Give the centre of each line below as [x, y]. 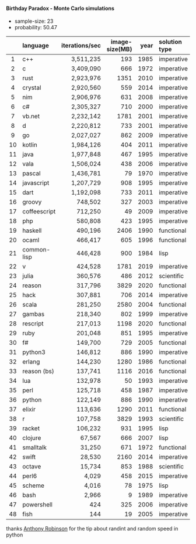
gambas [34, 314]
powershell [37, 505]
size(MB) [119, 49]
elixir [29, 409]
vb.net [31, 116]
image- [121, 42]
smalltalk [35, 447]
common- [36, 250]
